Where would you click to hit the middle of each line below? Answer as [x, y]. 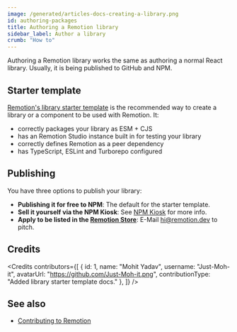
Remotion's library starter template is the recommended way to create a [112, 107]
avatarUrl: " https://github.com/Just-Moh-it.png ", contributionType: [114, 274]
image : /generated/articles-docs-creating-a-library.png [93, 14]
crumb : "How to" [31, 40]
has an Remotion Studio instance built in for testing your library [109, 136]
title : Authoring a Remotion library [63, 27]
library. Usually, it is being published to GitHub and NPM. [90, 68]
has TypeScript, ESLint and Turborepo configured [90, 151]
